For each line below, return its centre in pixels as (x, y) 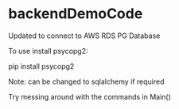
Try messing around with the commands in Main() (89, 96)
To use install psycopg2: (49, 51)
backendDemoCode (76, 14)
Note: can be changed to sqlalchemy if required (86, 81)
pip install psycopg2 (41, 66)
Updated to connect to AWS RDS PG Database (84, 36)
